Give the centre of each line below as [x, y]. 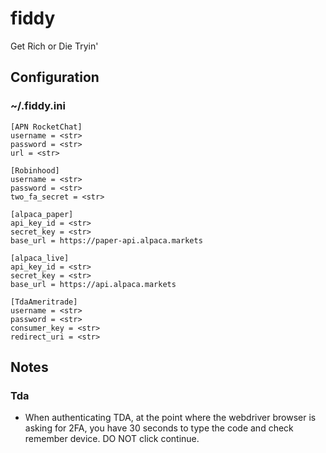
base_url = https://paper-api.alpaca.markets [106, 240]
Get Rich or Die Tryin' [54, 46]
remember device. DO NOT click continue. [112, 439]
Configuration [55, 77]
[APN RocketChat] [46, 127]
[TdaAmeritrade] [44, 302]
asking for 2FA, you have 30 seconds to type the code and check [159, 428]
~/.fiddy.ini [38, 106]
